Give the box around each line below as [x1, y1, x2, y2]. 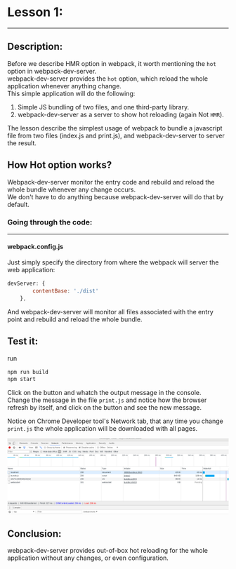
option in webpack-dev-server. [7, 67, 97, 75]
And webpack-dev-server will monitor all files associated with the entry [7, 307, 214, 316]
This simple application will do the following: [7, 89, 136, 98]
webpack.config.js [7, 243, 64, 251]
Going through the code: [7, 217, 93, 227]
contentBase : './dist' [32, 287, 99, 295]
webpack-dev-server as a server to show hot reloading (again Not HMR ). [17, 110, 225, 119]
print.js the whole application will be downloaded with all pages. [7, 424, 198, 433]
